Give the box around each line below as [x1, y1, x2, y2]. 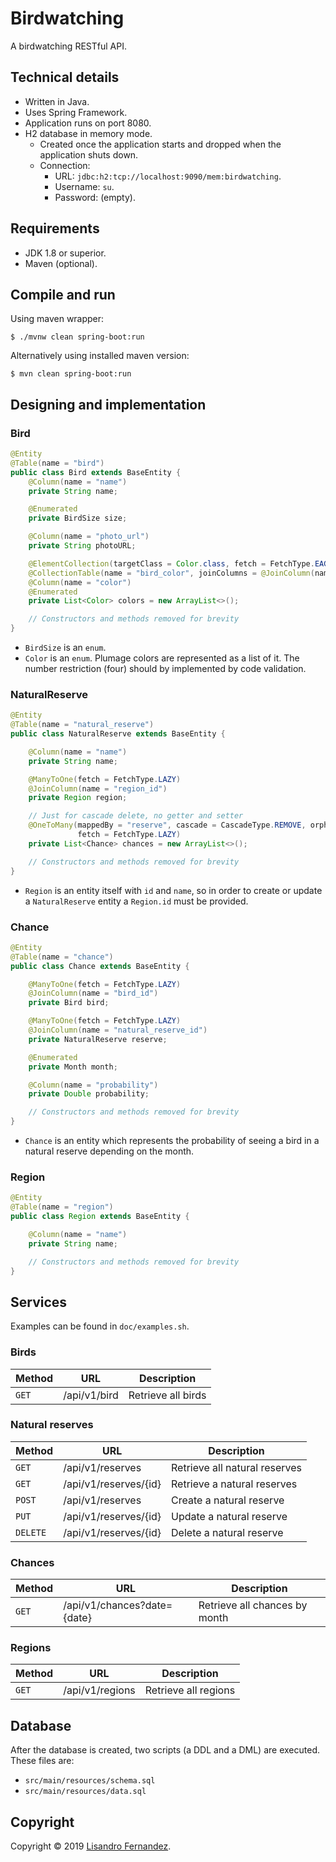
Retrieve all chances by [198, 1598, 308, 1612]
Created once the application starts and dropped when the [39, 138, 282, 150]
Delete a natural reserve [171, 1525, 284, 1539]
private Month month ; [28, 1062, 118, 1072]
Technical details [10, 69, 120, 86]
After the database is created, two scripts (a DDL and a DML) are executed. [10, 1744, 320, 1756]
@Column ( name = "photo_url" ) [28, 532, 150, 542]
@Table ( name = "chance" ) [10, 952, 114, 962]
